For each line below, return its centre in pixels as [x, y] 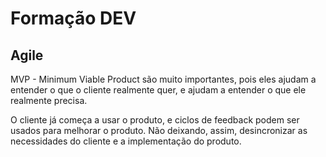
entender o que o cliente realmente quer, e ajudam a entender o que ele [158, 90]
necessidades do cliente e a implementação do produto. [126, 141]
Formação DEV [73, 18]
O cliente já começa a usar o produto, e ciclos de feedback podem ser [155, 120]
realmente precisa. [49, 100]
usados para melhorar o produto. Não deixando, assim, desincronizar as [159, 130]
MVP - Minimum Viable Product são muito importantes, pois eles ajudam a [163, 79]
